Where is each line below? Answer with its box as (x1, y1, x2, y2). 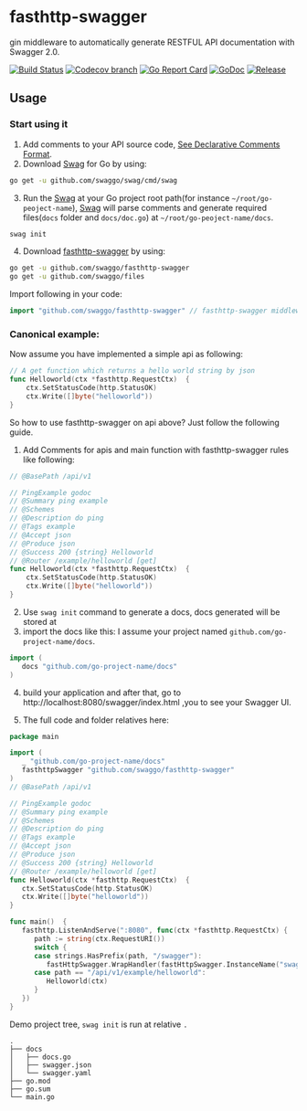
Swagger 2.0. (9, 46, 60, 57)
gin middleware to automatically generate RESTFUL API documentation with (9, 37, 295, 48)
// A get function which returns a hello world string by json (9, 366, 256, 376)
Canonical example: (9, 327, 101, 340)
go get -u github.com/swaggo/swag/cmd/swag (9, 175, 178, 185)
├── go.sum (9, 1085, 51, 1094)
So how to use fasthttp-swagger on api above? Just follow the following (9, 417, 281, 428)
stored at (22, 616, 58, 627)
